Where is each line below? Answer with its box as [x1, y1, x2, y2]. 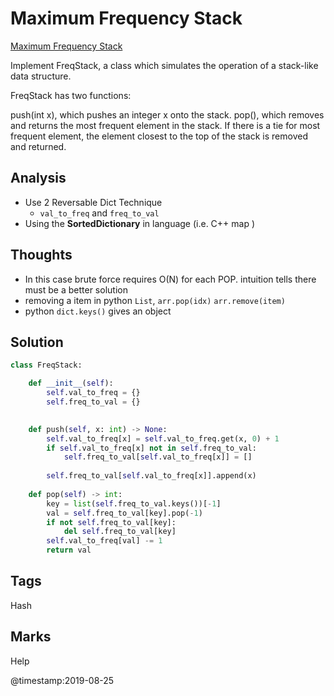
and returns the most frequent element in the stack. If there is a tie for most [10, 119, 321, 131]
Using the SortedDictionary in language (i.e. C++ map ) [24, 217, 256, 229]
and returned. [10, 140, 67, 152]
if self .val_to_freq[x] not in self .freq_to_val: [46, 443, 257, 453]
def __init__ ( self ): [28, 378, 114, 389]
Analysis [10, 170, 67, 187]
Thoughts [10, 247, 73, 264]
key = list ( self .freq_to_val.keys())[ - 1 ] [46, 498, 222, 509]
